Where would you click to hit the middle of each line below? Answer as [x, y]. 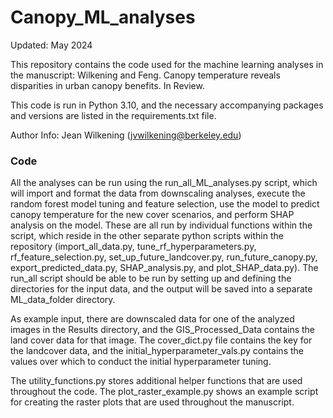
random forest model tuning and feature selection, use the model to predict [165, 204]
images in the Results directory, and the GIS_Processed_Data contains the [163, 330]
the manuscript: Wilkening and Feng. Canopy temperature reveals [145, 75]
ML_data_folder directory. [63, 300]
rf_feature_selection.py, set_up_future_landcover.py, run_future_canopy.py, [164, 257]
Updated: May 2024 [51, 45]
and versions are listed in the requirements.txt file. [113, 115]
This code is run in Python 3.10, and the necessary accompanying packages [167, 105]
